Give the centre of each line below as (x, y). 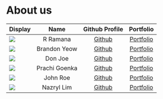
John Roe (57, 78)
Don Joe (57, 58)
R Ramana (57, 39)
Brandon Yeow (57, 49)
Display (20, 29)
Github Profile (103, 29)
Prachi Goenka (57, 68)
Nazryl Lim (57, 87)
